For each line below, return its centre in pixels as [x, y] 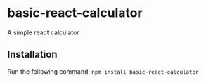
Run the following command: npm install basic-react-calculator [103, 71]
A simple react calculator [43, 32]
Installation [32, 55]
